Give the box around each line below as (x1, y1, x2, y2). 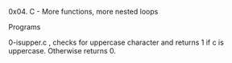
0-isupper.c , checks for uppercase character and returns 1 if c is (8, 37, 224, 47)
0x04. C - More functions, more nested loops (8, 7, 159, 16)
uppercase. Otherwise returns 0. (8, 46, 117, 55)
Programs (8, 22, 41, 31)
